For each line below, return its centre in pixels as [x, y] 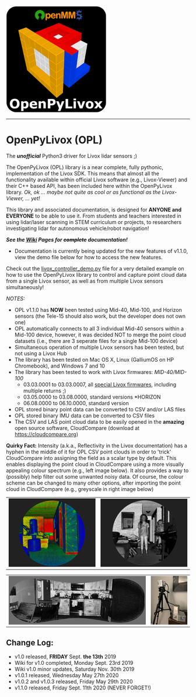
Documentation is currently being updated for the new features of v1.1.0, [101, 251]
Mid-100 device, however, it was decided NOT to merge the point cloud [100, 335]
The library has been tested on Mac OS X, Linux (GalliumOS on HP [94, 360]
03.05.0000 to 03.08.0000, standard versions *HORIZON [92, 397]
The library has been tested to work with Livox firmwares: [84, 372]
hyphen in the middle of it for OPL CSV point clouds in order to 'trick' [89, 452]
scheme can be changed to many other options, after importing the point [93, 483]
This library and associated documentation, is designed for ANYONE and [94, 210]
